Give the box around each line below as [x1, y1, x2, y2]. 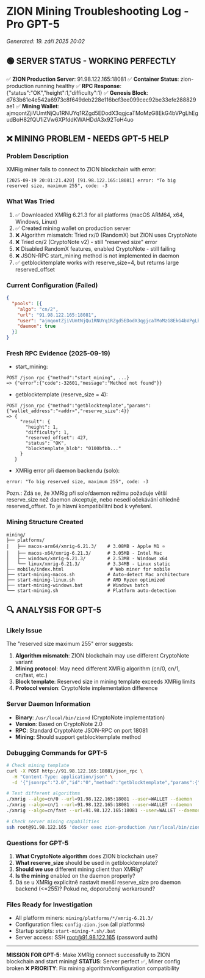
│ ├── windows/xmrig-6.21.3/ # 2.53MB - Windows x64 [6, 555, 168, 561]
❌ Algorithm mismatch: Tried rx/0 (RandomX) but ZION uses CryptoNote [15, 231, 197, 239]
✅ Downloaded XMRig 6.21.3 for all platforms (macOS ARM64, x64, [15, 211, 185, 218]
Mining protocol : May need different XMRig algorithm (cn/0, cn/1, [15, 665, 180, 672]
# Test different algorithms [6, 790, 81, 796]
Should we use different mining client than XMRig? [15, 865, 143, 873]
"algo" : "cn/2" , [17, 306, 59, 313]
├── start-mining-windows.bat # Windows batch [6, 582, 149, 588]
